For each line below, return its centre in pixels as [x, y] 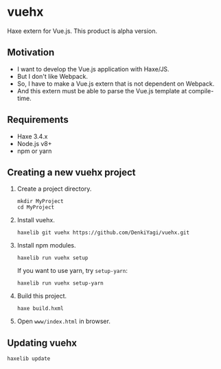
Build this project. [42, 296]
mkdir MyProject [40, 202]
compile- [201, 91]
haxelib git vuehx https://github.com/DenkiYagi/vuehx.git [103, 233]
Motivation [31, 52]
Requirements [38, 120]
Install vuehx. [36, 220]
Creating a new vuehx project [71, 172]
